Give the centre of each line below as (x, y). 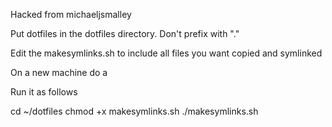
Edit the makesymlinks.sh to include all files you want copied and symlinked (166, 53)
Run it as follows (44, 92)
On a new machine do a (59, 72)
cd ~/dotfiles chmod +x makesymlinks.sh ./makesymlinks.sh (134, 111)
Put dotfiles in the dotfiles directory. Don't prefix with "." (125, 33)
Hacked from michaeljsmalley (71, 14)
